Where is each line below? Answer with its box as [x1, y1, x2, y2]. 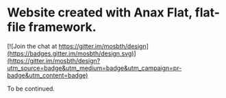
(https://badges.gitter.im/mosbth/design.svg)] [7, 49, 136, 58]
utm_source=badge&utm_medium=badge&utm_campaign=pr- [7, 64, 182, 72]
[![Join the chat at [7, 42, 58, 50]
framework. [28, 19, 97, 35]
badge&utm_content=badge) [7, 71, 88, 79]
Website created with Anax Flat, [7, 5, 193, 21]
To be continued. [7, 84, 55, 93]
